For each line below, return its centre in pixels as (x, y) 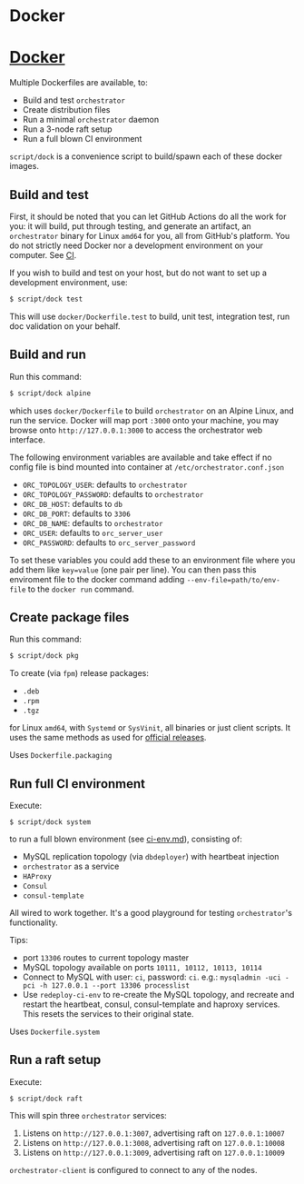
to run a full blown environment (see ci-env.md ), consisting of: (126, 839)
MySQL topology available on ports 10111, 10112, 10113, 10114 (142, 967)
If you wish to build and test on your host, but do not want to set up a (138, 273)
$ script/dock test (46, 299)
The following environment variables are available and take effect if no (141, 457)
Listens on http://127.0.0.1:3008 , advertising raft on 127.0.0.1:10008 (154, 1142)
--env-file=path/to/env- (234, 580)
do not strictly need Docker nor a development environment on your (137, 245)
